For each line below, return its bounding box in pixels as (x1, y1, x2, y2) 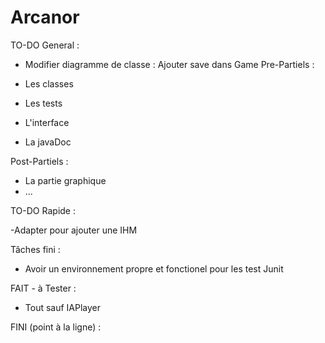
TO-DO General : (10, 39, 80, 51)
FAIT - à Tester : (10, 282, 77, 294)
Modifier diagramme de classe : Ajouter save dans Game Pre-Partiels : (24, 58, 315, 70)
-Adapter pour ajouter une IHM (10, 224, 138, 236)
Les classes (24, 77, 74, 90)
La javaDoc (24, 136, 72, 148)
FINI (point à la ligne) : (10, 321, 102, 333)
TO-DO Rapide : (10, 204, 76, 216)
